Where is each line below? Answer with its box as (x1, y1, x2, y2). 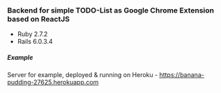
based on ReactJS (7, 14, 70, 24)
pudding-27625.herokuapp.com (7, 78, 99, 87)
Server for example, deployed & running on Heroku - (7, 71, 158, 79)
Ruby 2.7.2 (17, 30, 48, 38)
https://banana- (159, 71, 204, 79)
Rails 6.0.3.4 (17, 37, 54, 46)
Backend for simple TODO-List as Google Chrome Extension (7, 6, 215, 15)
